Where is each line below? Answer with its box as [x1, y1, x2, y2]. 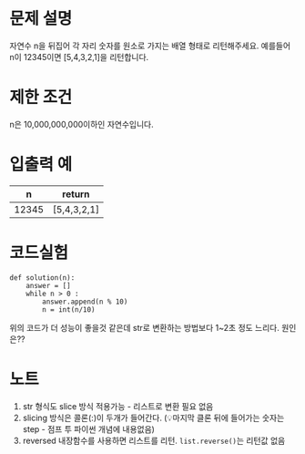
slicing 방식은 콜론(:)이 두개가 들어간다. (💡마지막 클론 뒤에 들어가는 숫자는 [22, 412, 285, 423]
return [62, 188, 90, 201]
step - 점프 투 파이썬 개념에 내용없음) [22, 423, 155, 434]
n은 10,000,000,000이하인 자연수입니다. [9, 119, 154, 129]
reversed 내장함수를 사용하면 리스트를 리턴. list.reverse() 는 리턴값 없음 [22, 435, 286, 446]
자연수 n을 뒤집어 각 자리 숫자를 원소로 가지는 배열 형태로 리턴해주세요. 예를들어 [9, 40, 291, 51]
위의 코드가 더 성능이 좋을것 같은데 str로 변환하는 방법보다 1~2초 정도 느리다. [9, 322, 280, 333]
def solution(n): [9, 273, 76, 283]
